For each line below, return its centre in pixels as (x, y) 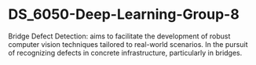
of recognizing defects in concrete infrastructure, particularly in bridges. (125, 52)
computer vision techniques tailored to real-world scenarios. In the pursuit (128, 44)
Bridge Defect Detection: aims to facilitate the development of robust (119, 36)
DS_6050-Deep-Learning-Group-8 (124, 14)
